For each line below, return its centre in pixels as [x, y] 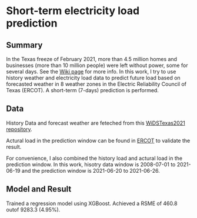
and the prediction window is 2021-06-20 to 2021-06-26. [91, 170]
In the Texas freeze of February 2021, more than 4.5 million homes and [92, 59]
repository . [19, 129]
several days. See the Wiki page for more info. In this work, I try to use [91, 71]
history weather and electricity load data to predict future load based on [93, 78]
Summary [24, 45]
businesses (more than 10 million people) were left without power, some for [97, 65]
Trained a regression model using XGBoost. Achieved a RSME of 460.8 [92, 203]
